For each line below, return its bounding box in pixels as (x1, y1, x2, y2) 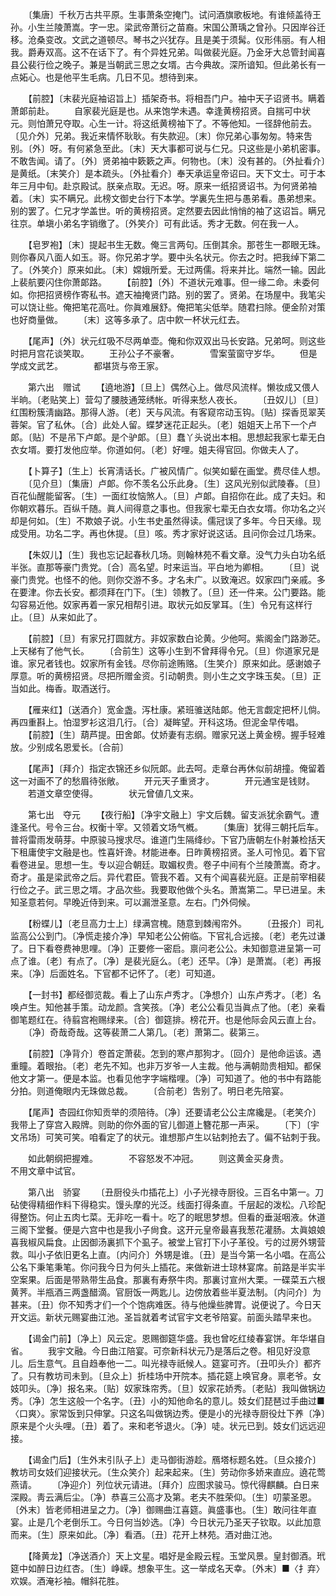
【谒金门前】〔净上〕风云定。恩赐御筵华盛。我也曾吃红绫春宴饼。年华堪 (27, 1333, 317, 1344)
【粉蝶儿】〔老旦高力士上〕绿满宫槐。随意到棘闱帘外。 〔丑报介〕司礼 (27, 918, 324, 929)
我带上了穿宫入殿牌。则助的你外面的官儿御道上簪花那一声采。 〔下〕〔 (10, 1119, 311, 1130)
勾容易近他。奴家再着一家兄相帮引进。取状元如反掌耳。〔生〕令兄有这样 (10, 599, 304, 610)
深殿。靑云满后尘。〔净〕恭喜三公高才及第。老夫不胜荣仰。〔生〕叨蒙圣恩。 (10, 1491, 317, 1503)
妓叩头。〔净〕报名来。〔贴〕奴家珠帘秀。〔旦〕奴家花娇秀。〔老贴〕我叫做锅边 (10, 1383, 326, 1394)
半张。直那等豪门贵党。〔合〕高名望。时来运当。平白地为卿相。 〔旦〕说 (10, 561, 320, 573)
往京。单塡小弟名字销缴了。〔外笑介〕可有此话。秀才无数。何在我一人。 (10, 218, 304, 229)
